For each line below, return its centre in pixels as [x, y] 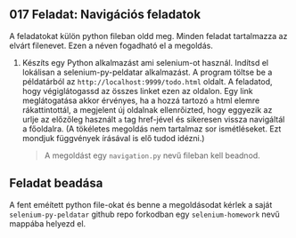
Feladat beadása [56, 183]
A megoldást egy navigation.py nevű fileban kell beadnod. [152, 155]
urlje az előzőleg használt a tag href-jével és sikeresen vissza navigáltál [153, 119]
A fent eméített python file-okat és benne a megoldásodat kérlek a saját [141, 204]
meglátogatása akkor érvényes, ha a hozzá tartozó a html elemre [141, 100]
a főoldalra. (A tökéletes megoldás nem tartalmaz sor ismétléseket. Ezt [152, 129]
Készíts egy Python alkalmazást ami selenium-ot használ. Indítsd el [145, 62]
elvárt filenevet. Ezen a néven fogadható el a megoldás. [111, 45]
